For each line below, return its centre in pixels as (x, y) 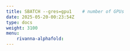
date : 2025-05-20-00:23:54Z (40, 17)
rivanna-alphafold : (40, 39)
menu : (13, 33)
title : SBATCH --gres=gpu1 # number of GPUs (65, 11)
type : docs (19, 22)
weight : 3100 (22, 28)
